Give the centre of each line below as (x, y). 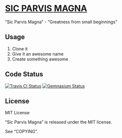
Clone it (20, 48)
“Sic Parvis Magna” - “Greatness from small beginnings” (61, 22)
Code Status (24, 74)
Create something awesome (40, 59)
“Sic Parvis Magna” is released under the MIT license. (59, 122)
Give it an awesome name (38, 54)
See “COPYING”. (22, 132)
